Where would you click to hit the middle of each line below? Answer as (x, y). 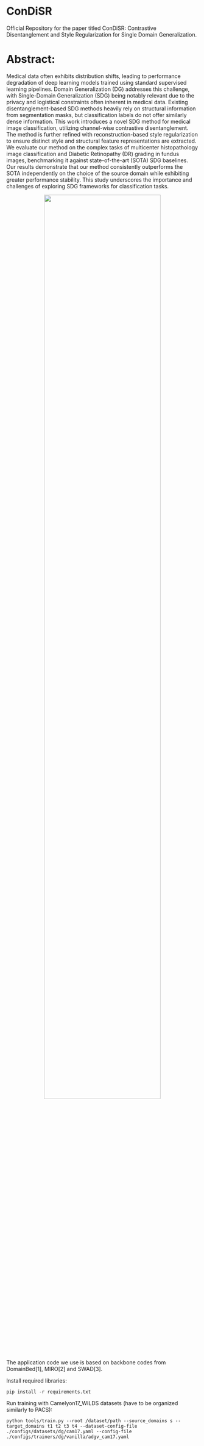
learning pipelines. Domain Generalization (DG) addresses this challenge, (98, 89)
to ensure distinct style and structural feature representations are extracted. (101, 141)
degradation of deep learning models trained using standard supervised (97, 82)
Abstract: (31, 59)
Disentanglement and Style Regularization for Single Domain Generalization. (101, 34)
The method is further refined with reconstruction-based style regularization (102, 134)
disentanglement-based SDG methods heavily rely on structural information (101, 109)
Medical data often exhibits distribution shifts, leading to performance (94, 76)
